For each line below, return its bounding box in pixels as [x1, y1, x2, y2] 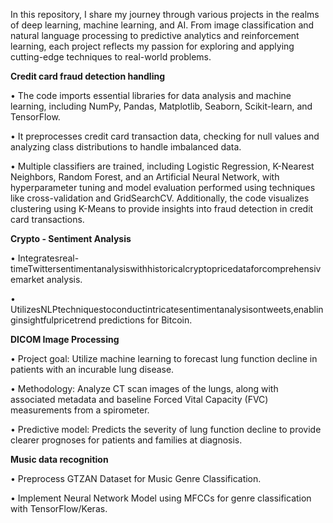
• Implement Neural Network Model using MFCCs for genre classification [10, 492, 312, 504]
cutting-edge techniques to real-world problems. [10, 51, 212, 63]
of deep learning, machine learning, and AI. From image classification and [10, 19, 315, 31]
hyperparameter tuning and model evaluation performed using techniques [10, 182, 316, 193]
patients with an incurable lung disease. [10, 364, 175, 375]
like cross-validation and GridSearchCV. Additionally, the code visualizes [10, 192, 310, 204]
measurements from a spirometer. [10, 404, 150, 416]
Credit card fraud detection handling [10, 70, 165, 82]
